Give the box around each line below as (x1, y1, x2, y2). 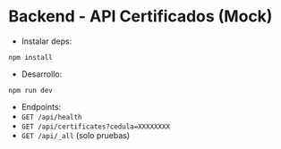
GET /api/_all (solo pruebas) (21, 129, 131, 140)
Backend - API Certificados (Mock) (8, 6, 273, 27)
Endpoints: (21, 101, 62, 112)
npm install (8, 53, 53, 62)
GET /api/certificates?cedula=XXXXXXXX (21, 122, 171, 131)
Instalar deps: (21, 36, 72, 46)
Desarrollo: (21, 69, 63, 79)
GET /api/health (21, 112, 82, 121)
